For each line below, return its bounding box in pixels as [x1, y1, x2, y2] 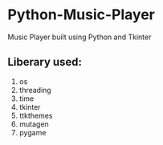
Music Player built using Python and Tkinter [7, 32, 152, 42]
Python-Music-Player [7, 6, 156, 24]
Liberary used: [7, 55, 82, 69]
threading [18, 85, 51, 95]
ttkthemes [18, 111, 53, 120]
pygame [18, 127, 47, 137]
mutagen [18, 119, 49, 129]
